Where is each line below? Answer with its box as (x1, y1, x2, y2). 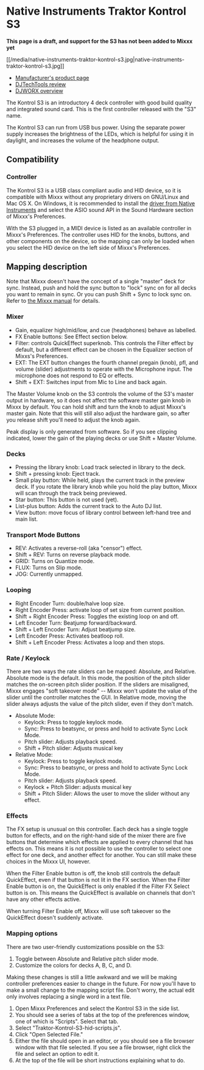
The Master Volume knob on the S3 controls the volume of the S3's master (6, 390, 194, 398)
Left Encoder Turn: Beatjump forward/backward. (15, 619, 137, 627)
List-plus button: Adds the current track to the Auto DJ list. (15, 503, 163, 510)
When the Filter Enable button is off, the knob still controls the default (6, 870, 180, 877)
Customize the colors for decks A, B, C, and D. (15, 961, 132, 969)
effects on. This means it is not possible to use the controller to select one (6, 845, 192, 853)
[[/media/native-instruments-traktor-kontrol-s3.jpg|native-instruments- (6, 56, 185, 63)
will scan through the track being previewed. (15, 490, 127, 497)
